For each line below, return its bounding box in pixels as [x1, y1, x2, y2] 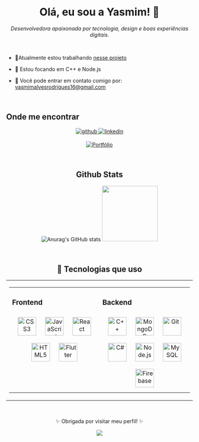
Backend [102, 298, 132, 307]
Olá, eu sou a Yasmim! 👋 [39, 5, 160, 19]
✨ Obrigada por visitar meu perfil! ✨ [55, 418, 144, 425]
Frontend [12, 298, 43, 307]
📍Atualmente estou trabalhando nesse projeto [14, 54, 127, 61]
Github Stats [76, 170, 123, 180]
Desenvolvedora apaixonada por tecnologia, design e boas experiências [11, 25, 188, 32]
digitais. [89, 31, 110, 38]
